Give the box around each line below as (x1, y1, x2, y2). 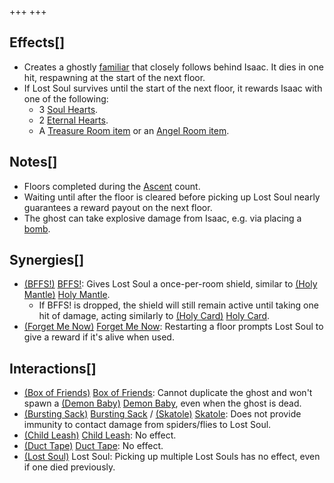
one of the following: (23, 92, 109, 105)
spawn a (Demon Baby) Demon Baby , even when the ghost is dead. (23, 397, 302, 410)
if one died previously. (23, 461, 116, 473)
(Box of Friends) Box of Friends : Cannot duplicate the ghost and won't (23, 387, 313, 399)
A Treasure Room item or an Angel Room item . (38, 124, 230, 136)
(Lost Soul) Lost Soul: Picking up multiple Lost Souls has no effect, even (23, 451, 321, 463)
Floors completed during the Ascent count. (23, 180, 201, 192)
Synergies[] (9, 252, 85, 269)
